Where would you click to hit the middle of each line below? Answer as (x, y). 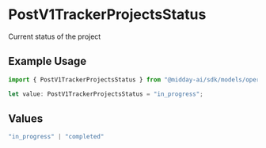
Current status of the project (55, 36)
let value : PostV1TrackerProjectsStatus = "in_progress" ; (106, 94)
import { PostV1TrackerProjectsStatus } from (84, 80)
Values (26, 118)
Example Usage (47, 61)
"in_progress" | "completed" (56, 137)
